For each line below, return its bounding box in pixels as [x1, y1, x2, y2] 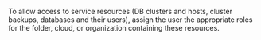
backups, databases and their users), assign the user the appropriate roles [8, 15, 253, 24]
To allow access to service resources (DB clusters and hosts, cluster [8, 7, 233, 16]
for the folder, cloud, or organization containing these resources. [8, 24, 220, 32]
